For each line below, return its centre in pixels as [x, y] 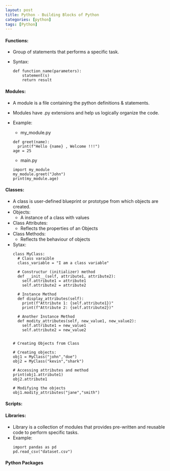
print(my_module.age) [35, 179]
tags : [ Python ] [21, 24]
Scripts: [14, 404]
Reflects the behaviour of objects [55, 239]
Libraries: [16, 416]
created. [21, 206]
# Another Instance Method [46, 316]
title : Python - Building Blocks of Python [52, 15]
